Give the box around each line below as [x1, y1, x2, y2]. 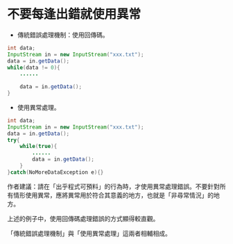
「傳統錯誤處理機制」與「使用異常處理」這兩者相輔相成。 [7, 229, 171, 237]
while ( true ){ [19, 143, 58, 150]
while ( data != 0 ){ [7, 64, 60, 71]
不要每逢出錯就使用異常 [7, 6, 141, 22]
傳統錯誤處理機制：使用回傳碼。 [17, 31, 109, 39]
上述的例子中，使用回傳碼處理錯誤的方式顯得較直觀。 [7, 214, 159, 222]
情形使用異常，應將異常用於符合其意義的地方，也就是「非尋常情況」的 [12, 190, 214, 199]
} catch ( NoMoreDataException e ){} [7, 168, 104, 176]
